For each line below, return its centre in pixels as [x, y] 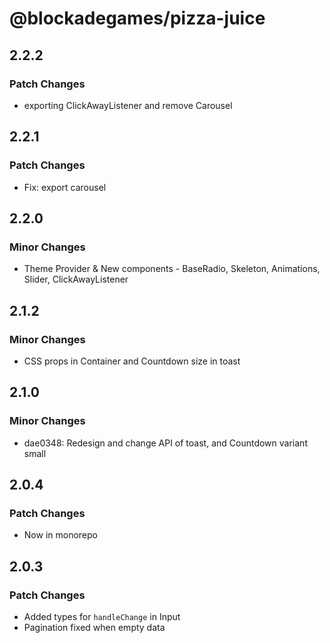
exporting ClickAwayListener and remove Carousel [128, 105]
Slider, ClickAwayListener [76, 279]
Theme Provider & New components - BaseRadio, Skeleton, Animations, [172, 269]
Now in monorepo [60, 535]
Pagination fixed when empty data [94, 627]
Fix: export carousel [65, 187]
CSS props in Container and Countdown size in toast [132, 361]
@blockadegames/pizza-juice [137, 18]
